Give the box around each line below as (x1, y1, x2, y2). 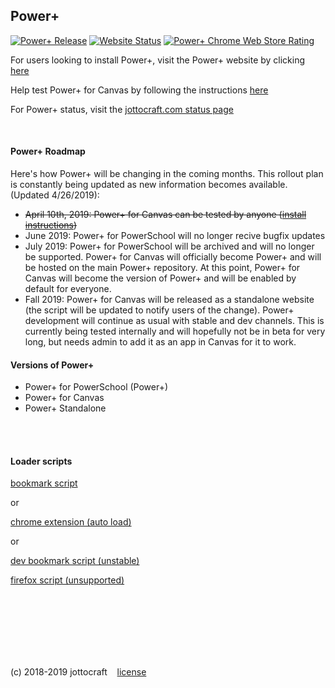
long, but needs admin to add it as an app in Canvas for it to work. (24, 336, 297, 348)
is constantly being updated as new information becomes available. (10, 179, 288, 191)
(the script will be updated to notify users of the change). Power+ (24, 304, 295, 316)
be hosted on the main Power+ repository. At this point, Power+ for (24, 262, 301, 274)
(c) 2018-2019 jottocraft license (10, 666, 147, 678)
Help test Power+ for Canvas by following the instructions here (10, 84, 269, 96)
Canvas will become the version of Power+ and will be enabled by (24, 272, 297, 284)
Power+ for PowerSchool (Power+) (24, 381, 169, 393)
